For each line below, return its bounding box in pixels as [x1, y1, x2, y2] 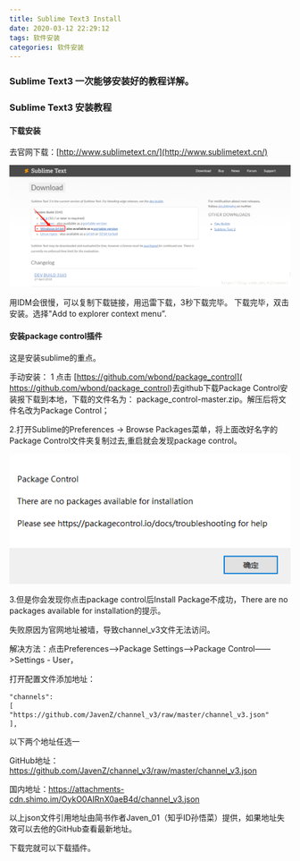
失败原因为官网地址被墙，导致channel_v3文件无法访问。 [9, 624, 216, 635]
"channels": [9, 692, 54, 702]
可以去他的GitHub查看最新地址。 [16, 823, 137, 834]
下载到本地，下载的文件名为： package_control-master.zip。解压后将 [24, 394, 279, 405]
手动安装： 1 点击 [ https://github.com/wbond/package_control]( [9, 371, 243, 382]
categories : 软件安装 [9, 43, 85, 52]
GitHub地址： [9, 754, 59, 765]
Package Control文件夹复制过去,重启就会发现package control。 [9, 435, 243, 446]
